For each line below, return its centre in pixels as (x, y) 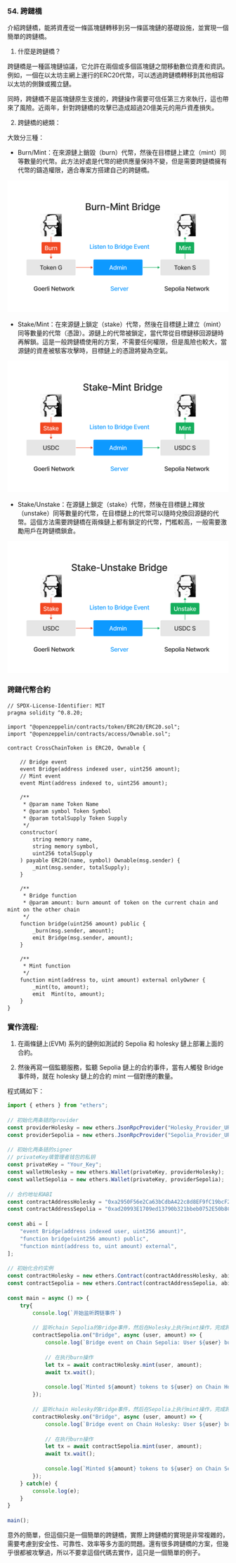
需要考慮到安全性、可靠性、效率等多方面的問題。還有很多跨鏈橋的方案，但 (115, 1544)
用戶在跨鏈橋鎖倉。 (51, 530)
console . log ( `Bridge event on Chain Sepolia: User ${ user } (133, 1343)
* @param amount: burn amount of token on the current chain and (120, 902)
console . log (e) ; (56, 1491)
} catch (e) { (39, 1484)
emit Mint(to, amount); (69, 994)
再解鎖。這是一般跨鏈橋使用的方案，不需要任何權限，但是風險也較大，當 (122, 342)
